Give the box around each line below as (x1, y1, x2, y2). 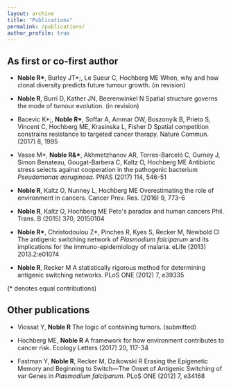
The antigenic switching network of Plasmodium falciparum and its (17, 235, 209, 243)
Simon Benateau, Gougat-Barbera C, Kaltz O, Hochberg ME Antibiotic (17, 158, 216, 166)
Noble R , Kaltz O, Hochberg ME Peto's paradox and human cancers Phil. (17, 207, 224, 216)
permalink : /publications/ (7, 23, 85, 30)
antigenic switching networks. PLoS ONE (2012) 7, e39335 (17, 271, 185, 279)
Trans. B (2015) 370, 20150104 (17, 214, 105, 223)
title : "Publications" (7, 17, 73, 24)
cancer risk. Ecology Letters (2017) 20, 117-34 (17, 343, 149, 352)
